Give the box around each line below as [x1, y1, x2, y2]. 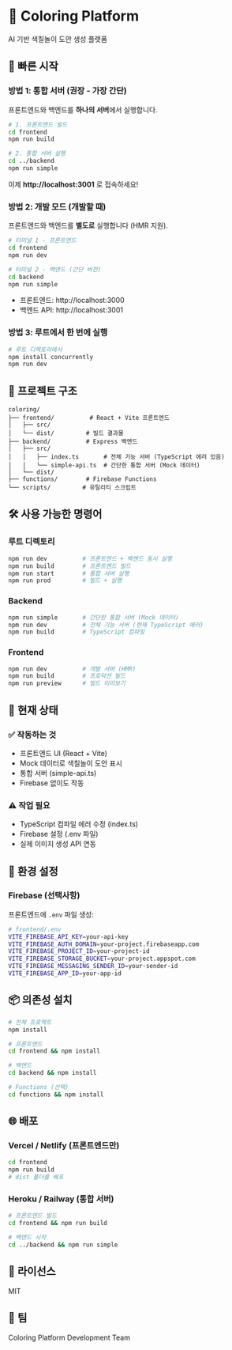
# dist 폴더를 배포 [8, 1174, 64, 1182]
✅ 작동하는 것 [8, 729, 57, 740]
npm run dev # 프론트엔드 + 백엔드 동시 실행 [8, 554, 172, 562]
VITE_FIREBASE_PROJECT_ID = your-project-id [8, 947, 150, 955]
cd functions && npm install [8, 1091, 104, 1099]
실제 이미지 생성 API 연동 [19, 839, 96, 849]
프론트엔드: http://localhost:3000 [19, 296, 125, 305]
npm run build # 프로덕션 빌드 [8, 672, 126, 680]
